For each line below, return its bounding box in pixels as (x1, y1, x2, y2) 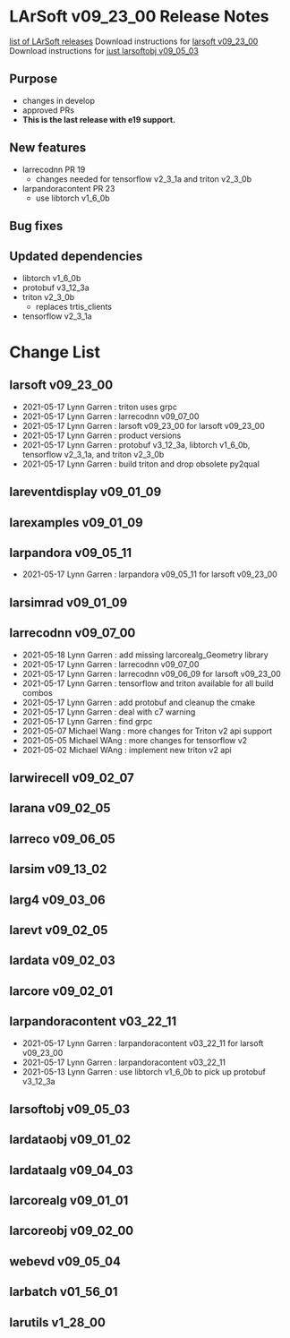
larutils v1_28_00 (9, 1315, 106, 1330)
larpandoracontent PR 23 (21, 183, 115, 193)
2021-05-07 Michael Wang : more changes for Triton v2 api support (21, 725, 273, 736)
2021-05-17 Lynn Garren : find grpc (21, 716, 153, 726)
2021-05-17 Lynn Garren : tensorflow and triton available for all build (21, 678, 274, 689)
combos (21, 687, 53, 698)
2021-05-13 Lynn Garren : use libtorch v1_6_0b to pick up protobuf (21, 1066, 266, 1076)
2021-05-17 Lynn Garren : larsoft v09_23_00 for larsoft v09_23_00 (21, 420, 266, 431)
